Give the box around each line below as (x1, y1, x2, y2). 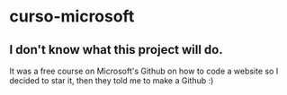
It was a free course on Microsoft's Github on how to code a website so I (9, 65, 279, 76)
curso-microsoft (9, 6, 135, 27)
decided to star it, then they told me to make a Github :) (9, 75, 214, 86)
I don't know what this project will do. (9, 42, 223, 57)
